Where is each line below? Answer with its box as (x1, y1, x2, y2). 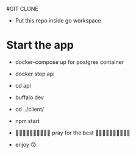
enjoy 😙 (15, 141, 37, 148)
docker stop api (15, 70, 55, 77)
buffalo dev (15, 94, 45, 101)
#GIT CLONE (6, 5, 38, 12)
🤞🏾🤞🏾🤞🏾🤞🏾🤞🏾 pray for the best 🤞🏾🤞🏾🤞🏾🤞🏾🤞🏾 (15, 129, 131, 136)
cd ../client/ (15, 105, 45, 113)
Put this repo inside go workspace (15, 17, 102, 24)
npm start (15, 117, 40, 124)
